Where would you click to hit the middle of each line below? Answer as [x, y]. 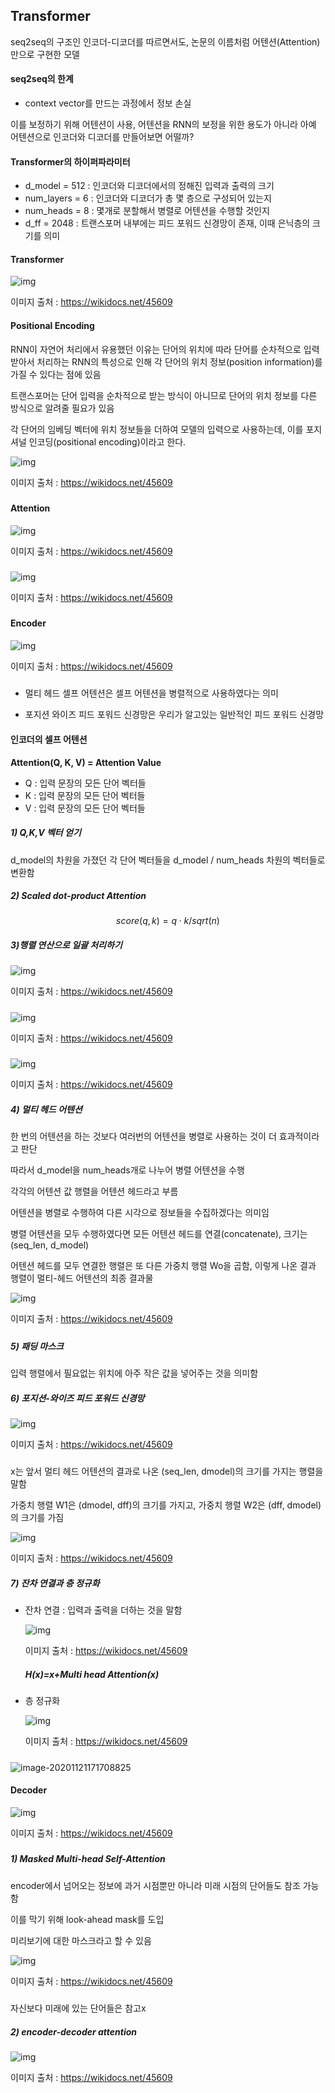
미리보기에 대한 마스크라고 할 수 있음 [81, 1940]
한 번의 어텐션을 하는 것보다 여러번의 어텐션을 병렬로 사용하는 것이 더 [143, 1136]
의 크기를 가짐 [37, 1518]
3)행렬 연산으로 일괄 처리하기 [66, 945]
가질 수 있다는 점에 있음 [56, 374]
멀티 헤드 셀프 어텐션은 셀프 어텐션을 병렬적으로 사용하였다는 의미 [151, 693]
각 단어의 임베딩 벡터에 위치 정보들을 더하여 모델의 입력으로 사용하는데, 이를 [157, 429]
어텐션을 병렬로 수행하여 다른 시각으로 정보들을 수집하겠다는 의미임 [140, 1213]
